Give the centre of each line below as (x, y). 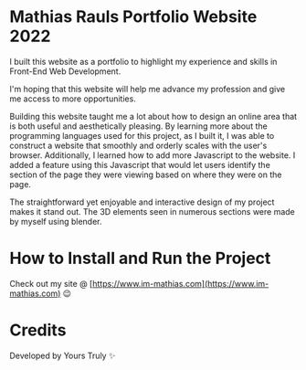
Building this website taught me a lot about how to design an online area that (153, 116)
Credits (38, 330)
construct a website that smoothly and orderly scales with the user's (138, 145)
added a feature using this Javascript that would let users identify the (140, 164)
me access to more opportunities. (73, 99)
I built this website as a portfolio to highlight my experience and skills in (143, 61)
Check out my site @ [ (51, 283)
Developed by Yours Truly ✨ (63, 355)
